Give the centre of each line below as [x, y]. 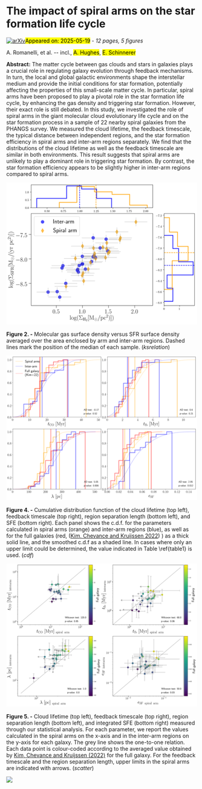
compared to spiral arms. [37, 174]
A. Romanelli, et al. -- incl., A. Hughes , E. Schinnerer [71, 52]
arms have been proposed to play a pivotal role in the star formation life [95, 96]
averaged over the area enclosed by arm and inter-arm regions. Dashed [96, 340]
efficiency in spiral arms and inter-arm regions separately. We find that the [99, 142]
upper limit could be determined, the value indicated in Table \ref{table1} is [99, 548]
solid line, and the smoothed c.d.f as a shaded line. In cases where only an [99, 542]
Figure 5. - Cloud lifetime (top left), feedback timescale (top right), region [97, 716]
